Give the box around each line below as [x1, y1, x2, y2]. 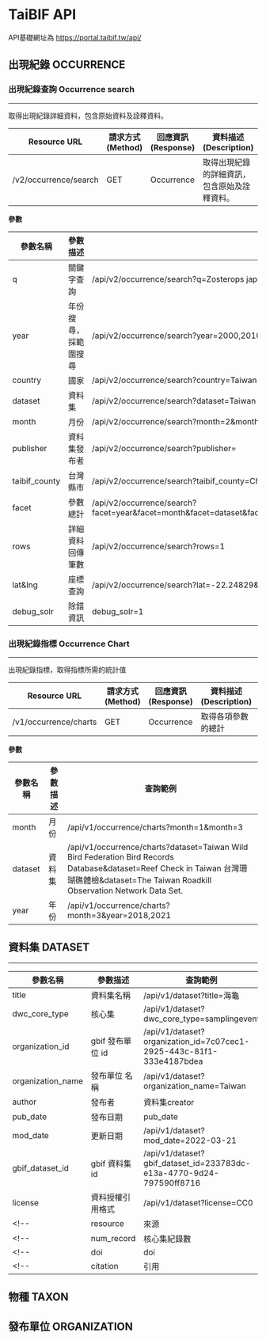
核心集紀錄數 [143, 1233, 192, 1244]
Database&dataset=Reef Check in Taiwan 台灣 [66, 863, 240, 874]
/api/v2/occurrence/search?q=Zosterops [92, 273, 245, 284]
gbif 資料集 [90, 1158, 132, 1169]
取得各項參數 [200, 711, 249, 722]
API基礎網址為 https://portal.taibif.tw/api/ [8, 32, 142, 42]
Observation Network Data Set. [66, 885, 184, 896]
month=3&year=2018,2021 [66, 909, 172, 921]
